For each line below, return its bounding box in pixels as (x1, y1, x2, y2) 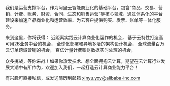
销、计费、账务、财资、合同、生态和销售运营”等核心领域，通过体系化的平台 (5, 11, 163, 17)
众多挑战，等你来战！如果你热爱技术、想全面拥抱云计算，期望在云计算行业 (5, 58, 161, 64)
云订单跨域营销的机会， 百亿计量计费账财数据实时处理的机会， (5, 47, 135, 53)
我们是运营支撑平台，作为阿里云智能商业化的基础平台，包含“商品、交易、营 (5, 5, 163, 10)
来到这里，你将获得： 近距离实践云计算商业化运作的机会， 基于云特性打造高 (5, 35, 163, 40)
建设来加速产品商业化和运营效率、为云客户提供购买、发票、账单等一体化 (5, 17, 156, 23)
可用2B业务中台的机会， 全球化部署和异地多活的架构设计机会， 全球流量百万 (5, 41, 165, 47)
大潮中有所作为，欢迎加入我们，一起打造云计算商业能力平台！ (9, 64, 139, 70)
